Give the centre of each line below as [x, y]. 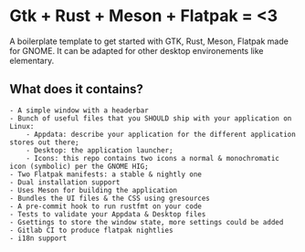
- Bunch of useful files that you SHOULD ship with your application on [151, 118]
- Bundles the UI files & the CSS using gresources [110, 198]
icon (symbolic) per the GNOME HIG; [79, 166]
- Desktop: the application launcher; [100, 150]
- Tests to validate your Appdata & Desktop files [108, 214]
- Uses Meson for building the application [94, 190]
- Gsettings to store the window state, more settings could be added [147, 222]
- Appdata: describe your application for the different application [161, 134]
